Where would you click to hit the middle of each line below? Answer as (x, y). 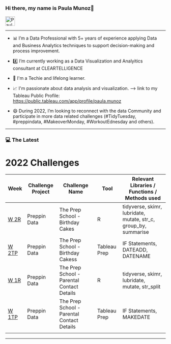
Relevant (143, 179)
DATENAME (137, 256)
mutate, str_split (141, 287)
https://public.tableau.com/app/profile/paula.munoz (67, 101)
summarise (136, 232)
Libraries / (143, 185)
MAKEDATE (136, 317)
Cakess (68, 260)
